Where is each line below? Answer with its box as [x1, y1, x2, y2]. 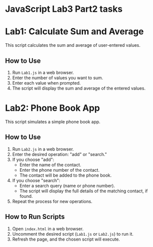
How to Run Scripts [5, 213, 65, 221]
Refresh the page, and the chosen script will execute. [12, 236, 120, 242]
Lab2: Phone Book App [5, 102, 100, 114]
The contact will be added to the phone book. [19, 172, 112, 178]
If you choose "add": [12, 156, 54, 162]
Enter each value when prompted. [12, 80, 81, 86]
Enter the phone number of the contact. [19, 167, 100, 173]
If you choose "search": [12, 177, 60, 183]
